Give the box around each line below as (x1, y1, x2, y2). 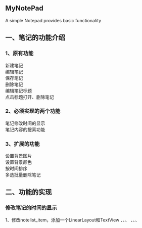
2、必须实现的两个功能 (5, 108, 61, 115)
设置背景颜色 (5, 159, 32, 165)
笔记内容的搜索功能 (5, 126, 45, 132)
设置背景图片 (5, 153, 32, 159)
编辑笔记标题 (5, 87, 32, 94)
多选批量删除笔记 (5, 172, 41, 178)
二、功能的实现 (5, 188, 52, 197)
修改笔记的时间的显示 (5, 204, 57, 211)
